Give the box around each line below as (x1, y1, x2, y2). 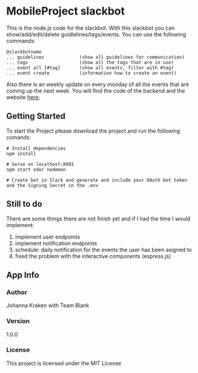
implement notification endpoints (14, 239, 98, 246)
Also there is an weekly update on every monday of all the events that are (6, 81, 189, 88)
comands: (6, 133, 31, 140)
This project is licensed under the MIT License (6, 359, 122, 367)
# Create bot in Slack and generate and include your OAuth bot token (6, 177, 188, 183)
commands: (6, 37, 36, 44)
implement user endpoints (14, 233, 80, 240)
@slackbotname (6, 48, 42, 55)
